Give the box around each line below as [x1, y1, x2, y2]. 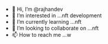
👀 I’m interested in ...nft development [11, 12, 102, 19]
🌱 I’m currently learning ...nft [11, 18, 82, 25]
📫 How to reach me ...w [11, 32, 71, 38]
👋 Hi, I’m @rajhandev [11, 6, 63, 12]
